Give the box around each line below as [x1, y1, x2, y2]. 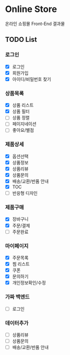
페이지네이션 [12, 121, 37, 127]
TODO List [5, 35, 37, 44]
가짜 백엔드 [5, 294, 30, 301]
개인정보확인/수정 [12, 280, 46, 286]
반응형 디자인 [12, 190, 38, 196]
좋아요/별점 [12, 127, 35, 133]
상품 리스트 [12, 102, 34, 108]
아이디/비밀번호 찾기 [12, 76, 51, 82]
